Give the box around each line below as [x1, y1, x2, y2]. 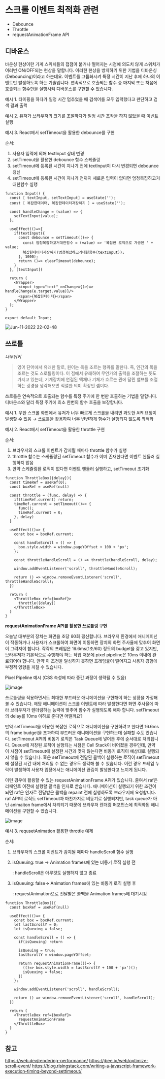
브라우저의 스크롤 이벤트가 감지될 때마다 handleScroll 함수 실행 [12, 848, 134, 855]
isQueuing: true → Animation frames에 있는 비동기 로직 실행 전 [12, 859, 136, 865]
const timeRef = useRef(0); [9, 480, 67, 485]
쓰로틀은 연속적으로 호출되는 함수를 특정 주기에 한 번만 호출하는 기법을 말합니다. [5, 393, 158, 399]
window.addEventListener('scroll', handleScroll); [14, 986, 120, 992]
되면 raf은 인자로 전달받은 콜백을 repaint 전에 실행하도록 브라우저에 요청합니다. [5, 789, 157, 795]
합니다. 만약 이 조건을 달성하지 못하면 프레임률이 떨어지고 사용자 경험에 [22, 658, 158, 664]
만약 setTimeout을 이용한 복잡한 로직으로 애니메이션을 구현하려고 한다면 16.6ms [5, 723, 159, 729]
